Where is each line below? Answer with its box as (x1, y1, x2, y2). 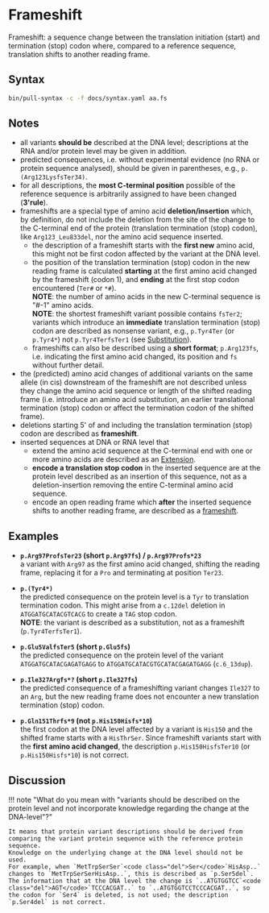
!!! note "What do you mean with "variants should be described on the (8, 795, 240, 805)
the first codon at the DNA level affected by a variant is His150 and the (19, 724, 253, 734)
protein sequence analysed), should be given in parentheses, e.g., (19, 164, 240, 173)
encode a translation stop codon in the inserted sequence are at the (31, 463, 261, 473)
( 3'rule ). (19, 197, 48, 207)
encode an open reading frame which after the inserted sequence (31, 497, 252, 507)
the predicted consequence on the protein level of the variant (19, 650, 224, 660)
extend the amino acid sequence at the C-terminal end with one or (31, 446, 253, 456)
